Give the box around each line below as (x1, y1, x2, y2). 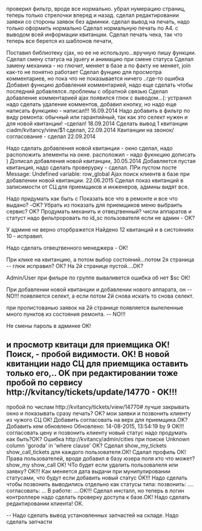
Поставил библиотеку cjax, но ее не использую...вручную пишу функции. (6, 49, 197, 56)
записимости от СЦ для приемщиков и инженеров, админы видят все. (6, 183, 189, 190)
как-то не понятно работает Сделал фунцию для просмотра (6, 68, 162, 75)
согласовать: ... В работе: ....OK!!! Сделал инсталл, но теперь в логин (6, 487, 184, 494)
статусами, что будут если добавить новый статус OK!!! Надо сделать (6, 474, 187, 481)
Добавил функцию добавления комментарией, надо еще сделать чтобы (6, 81, 194, 88)
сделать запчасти (6, 518, 53, 525)
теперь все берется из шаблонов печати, (6, 38, 113, 44)
